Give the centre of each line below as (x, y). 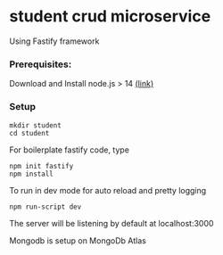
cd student (29, 133)
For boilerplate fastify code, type (69, 150)
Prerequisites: (41, 64)
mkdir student (36, 125)
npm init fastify (41, 166)
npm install (31, 174)
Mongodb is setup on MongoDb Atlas (78, 240)
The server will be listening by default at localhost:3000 (111, 223)
